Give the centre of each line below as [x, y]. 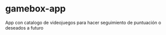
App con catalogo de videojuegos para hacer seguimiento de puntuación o [83, 22]
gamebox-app [35, 9]
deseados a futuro [25, 27]
